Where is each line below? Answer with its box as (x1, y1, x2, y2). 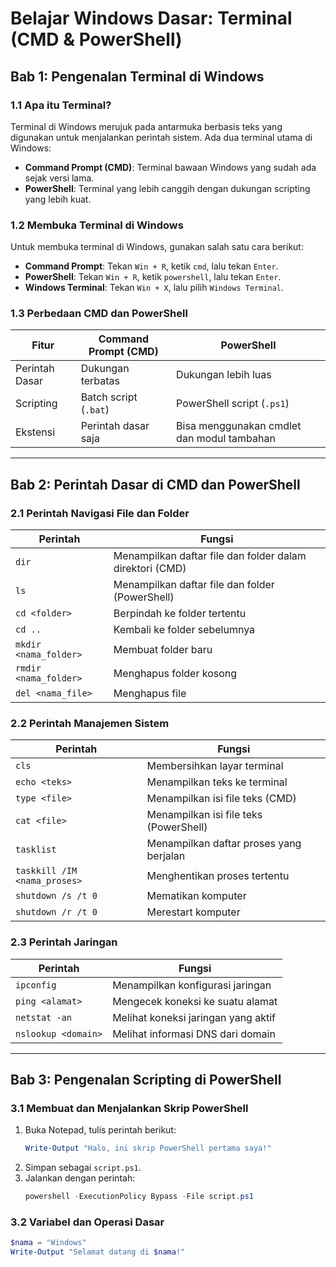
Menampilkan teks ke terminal (146, 775, 288, 789)
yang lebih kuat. (24, 193, 92, 205)
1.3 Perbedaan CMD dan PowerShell (10, 307, 188, 321)
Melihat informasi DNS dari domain (112, 1027, 276, 1041)
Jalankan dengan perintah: (24, 1172, 136, 1184)
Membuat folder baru (113, 643, 213, 657)
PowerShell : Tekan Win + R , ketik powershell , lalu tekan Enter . (24, 271, 282, 283)
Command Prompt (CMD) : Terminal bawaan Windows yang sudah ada (24, 161, 317, 173)
